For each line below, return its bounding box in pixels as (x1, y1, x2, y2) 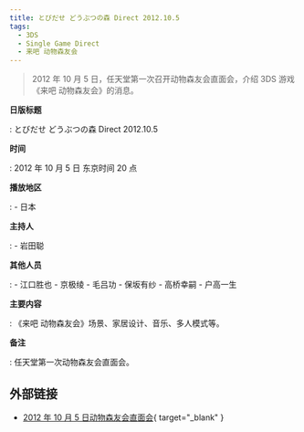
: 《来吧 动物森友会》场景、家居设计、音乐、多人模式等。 (9, 318, 225, 329)
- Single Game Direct (17, 38, 100, 48)
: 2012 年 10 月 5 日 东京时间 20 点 (9, 163, 138, 174)
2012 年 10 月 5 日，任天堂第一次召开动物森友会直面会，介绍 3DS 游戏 (31, 74, 295, 85)
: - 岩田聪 (9, 240, 45, 251)
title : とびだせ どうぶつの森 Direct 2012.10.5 (9, 13, 180, 23)
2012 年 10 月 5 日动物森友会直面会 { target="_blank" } (22, 412, 225, 423)
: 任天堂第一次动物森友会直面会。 (9, 357, 134, 368)
